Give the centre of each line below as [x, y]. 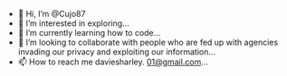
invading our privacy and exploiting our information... [116, 52]
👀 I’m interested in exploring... [73, 23]
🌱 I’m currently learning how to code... [89, 33]
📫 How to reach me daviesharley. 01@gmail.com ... [113, 62]
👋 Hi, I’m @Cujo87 [52, 14]
